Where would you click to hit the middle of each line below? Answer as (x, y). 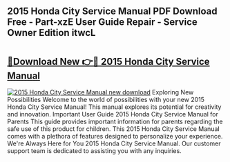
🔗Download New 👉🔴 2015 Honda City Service (108, 61)
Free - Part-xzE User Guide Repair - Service (103, 22)
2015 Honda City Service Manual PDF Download (112, 11)
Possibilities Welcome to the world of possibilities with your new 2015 (106, 100)
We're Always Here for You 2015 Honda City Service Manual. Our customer (114, 143)
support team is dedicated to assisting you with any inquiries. (94, 151)
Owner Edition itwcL (51, 33)
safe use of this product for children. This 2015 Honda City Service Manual (113, 129)
